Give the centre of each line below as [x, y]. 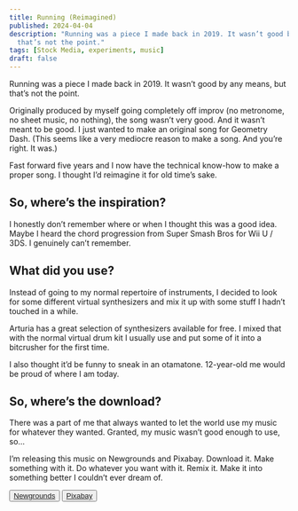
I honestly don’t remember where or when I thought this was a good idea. [143, 224]
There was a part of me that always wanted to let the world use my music [143, 423]
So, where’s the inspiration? [88, 203]
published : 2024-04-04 [51, 26]
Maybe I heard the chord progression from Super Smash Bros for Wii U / [141, 233]
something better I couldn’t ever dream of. [86, 478]
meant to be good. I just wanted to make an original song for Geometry [138, 129]
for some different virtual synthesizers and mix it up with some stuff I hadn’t [147, 302]
